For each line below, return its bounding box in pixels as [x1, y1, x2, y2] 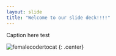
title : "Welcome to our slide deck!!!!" [6, 15, 111, 21]
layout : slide [6, 9, 43, 15]
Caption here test [6, 31, 50, 38]
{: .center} [58, 43, 84, 51]
